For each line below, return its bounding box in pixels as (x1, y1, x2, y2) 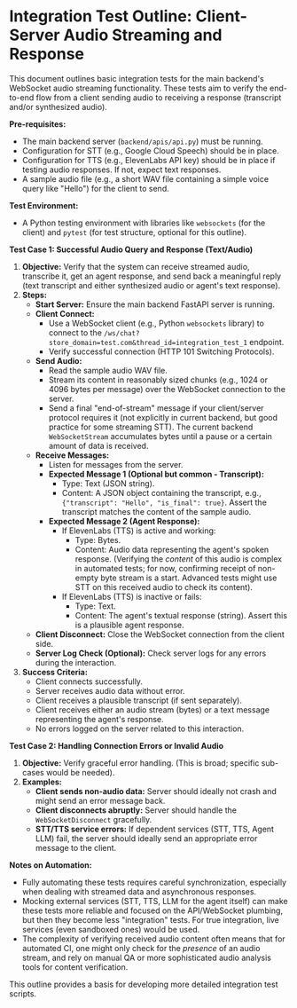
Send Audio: (35, 355, 82, 366)
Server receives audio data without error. (35, 685, 185, 696)
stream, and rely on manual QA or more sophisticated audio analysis (21, 952, 272, 963)
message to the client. (35, 842, 117, 853)
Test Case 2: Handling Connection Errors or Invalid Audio (9, 740, 224, 751)
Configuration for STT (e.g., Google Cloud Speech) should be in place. (21, 145, 279, 156)
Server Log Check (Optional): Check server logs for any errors (35, 648, 267, 658)
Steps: (21, 289, 47, 300)
